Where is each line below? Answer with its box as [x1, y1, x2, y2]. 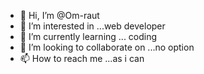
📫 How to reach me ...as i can [19, 53, 145, 64]
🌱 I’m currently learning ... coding [19, 31, 158, 42]
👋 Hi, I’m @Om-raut [19, 10, 100, 21]
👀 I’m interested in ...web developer [19, 20, 166, 32]
